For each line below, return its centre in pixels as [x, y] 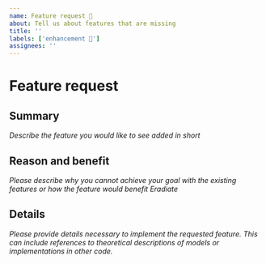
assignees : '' [33, 46]
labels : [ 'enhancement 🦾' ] [55, 38]
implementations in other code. [61, 251]
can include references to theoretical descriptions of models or [114, 242]
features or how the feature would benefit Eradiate [94, 189]
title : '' [26, 31]
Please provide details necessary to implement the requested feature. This [133, 234]
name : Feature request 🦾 [51, 16]
